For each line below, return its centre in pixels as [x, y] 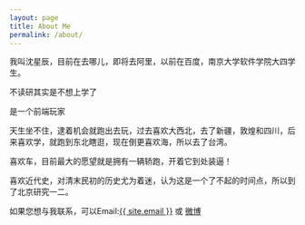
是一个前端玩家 [37, 112]
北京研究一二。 [45, 192]
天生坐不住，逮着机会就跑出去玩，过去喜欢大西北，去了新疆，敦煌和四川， [148, 131]
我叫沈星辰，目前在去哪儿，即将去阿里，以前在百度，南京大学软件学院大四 [148, 62]
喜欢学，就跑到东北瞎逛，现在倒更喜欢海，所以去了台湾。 [124, 142]
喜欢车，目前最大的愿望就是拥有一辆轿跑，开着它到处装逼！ [121, 161]
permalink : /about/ [46, 34]
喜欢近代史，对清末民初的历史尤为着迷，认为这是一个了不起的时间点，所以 [148, 181]
